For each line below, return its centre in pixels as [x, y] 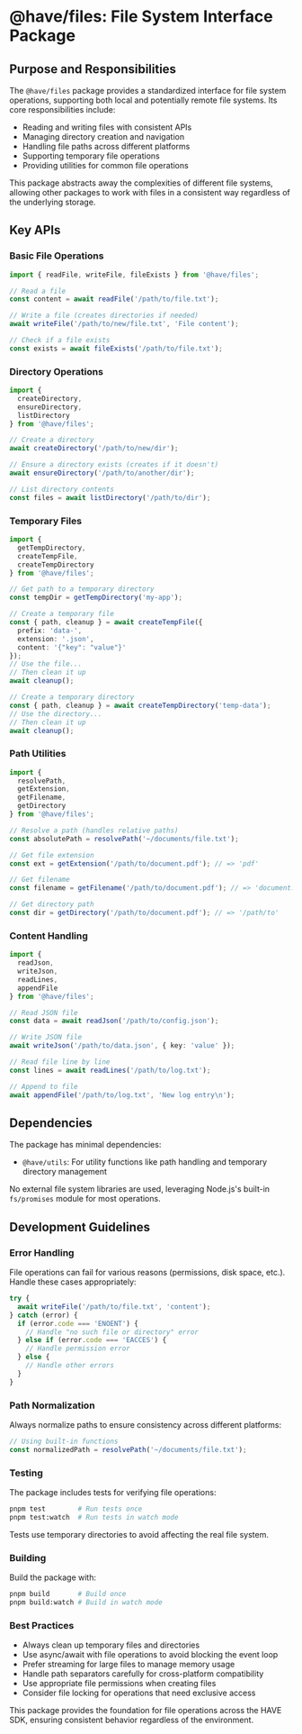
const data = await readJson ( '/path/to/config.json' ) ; [114, 1021]
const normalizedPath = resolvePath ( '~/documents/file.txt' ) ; [128, 1449]
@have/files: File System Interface [141, 17]
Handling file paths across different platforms [106, 146]
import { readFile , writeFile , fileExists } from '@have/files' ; [134, 275]
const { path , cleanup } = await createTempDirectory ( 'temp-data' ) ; [140, 705]
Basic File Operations [57, 256]
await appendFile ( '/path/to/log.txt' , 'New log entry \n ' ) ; [122, 1095]
